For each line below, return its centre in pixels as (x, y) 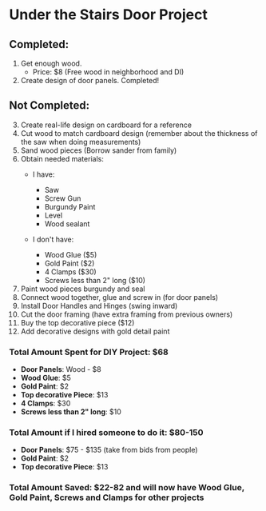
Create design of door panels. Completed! (90, 80)
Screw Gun (63, 198)
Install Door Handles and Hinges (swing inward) (99, 305)
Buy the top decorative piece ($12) (77, 322)
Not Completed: (50, 106)
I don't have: (53, 239)
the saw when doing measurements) (81, 142)
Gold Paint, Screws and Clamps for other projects (107, 497)
